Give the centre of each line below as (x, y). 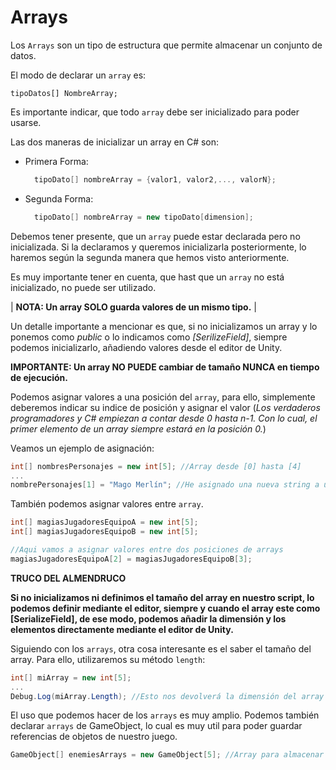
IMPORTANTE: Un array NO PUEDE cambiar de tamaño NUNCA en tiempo (165, 367)
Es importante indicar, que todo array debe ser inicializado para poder (155, 112)
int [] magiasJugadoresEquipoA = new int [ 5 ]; (104, 522)
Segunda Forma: (59, 198)
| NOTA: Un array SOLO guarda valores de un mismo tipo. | (133, 307)
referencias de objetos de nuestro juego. (94, 737)
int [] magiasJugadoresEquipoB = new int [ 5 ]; (104, 532)
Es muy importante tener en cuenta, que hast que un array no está (147, 277)
